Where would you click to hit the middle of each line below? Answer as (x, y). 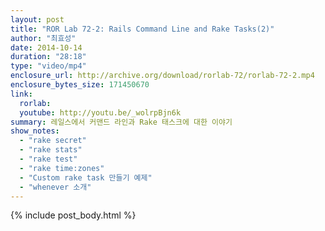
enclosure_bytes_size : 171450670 (80, 85)
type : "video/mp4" (48, 66)
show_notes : (35, 131)
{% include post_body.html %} (73, 215)
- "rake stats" (51, 150)
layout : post (37, 19)
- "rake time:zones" (62, 168)
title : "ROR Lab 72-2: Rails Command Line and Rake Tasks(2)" (142, 29)
